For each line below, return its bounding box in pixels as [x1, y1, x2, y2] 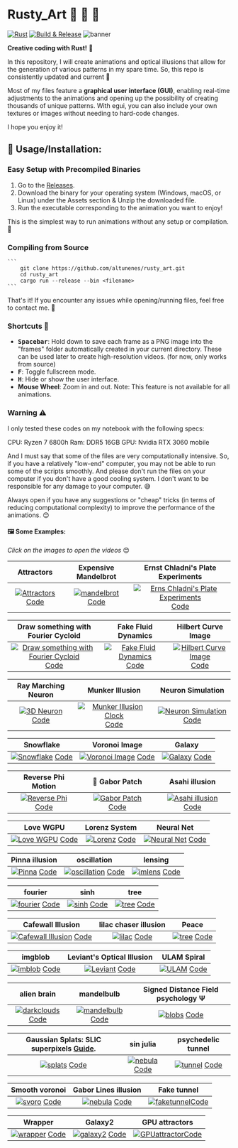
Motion [31, 781, 57, 791]
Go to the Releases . [17, 180, 75, 189]
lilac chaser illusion [98, 919, 166, 929]
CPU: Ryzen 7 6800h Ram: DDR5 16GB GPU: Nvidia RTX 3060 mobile [7, 438, 210, 446]
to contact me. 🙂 [7, 303, 56, 312]
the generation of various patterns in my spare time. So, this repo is [7, 65, 204, 73]
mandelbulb [79, 989, 120, 999]
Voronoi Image [91, 740, 143, 749]
